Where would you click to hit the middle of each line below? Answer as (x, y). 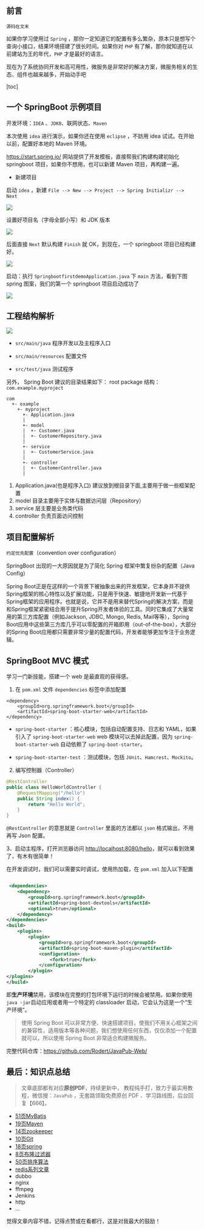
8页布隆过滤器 (33, 1154)
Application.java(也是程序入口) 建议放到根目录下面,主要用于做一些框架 (102, 485)
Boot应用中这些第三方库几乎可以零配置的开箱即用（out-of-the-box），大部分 (101, 624)
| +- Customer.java (48, 431)
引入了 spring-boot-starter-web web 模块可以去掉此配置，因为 (94, 737)
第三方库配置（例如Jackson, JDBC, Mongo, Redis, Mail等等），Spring (103, 617)
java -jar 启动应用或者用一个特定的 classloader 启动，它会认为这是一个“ (97, 1002)
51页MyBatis (31, 1116)
